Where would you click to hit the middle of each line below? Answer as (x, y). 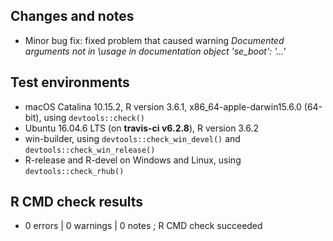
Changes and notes (72, 16)
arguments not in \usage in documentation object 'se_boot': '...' (155, 51)
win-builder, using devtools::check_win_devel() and (132, 138)
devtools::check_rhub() (74, 171)
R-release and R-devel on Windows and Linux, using (133, 160)
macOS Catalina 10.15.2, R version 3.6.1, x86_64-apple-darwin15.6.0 (163, 106)
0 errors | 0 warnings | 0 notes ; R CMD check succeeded (143, 226)
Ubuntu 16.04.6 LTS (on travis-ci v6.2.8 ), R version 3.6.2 (142, 128)
